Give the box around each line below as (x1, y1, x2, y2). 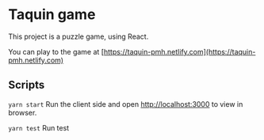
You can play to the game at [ (8, 47, 105, 56)
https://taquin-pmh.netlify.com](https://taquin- (103, 47, 256, 56)
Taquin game (8, 6, 96, 24)
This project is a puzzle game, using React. (8, 32, 149, 41)
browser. (8, 108, 37, 117)
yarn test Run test (8, 123, 70, 132)
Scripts (8, 78, 45, 92)
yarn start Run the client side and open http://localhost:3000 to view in (8, 99, 243, 108)
